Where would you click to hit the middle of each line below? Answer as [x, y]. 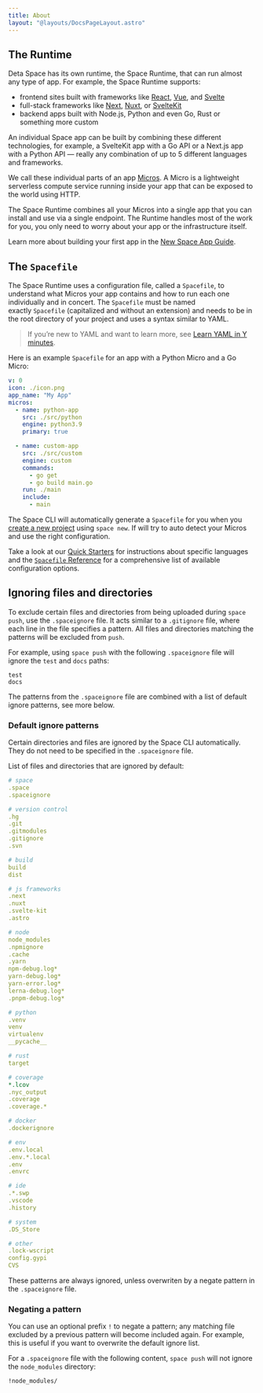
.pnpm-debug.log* [37, 998]
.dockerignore [31, 1129]
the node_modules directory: [52, 1367]
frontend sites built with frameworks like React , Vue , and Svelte [122, 97]
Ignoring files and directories [80, 593]
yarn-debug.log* [35, 977]
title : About [29, 15]
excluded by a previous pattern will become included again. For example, [126, 1335]
